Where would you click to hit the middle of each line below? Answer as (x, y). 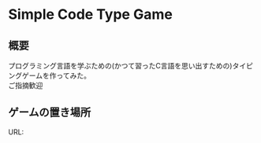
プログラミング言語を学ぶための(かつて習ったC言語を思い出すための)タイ (127, 66)
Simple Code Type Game (91, 15)
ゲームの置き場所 (50, 113)
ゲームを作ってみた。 (56, 75)
